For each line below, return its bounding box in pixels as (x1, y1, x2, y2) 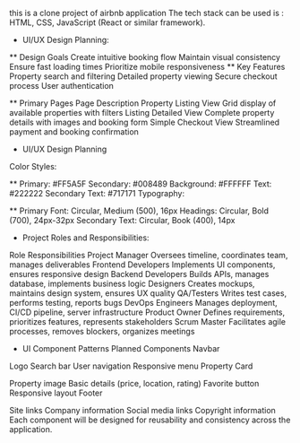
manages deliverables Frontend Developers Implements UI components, (9, 259, 276, 270)
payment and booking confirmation (9, 126, 139, 137)
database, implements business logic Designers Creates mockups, (9, 278, 255, 289)
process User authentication (9, 81, 115, 91)
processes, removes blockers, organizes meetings (9, 326, 195, 336)
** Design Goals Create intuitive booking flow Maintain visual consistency (9, 52, 280, 62)
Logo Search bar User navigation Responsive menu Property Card (9, 360, 253, 371)
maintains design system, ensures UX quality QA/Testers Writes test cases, (9, 288, 287, 299)
